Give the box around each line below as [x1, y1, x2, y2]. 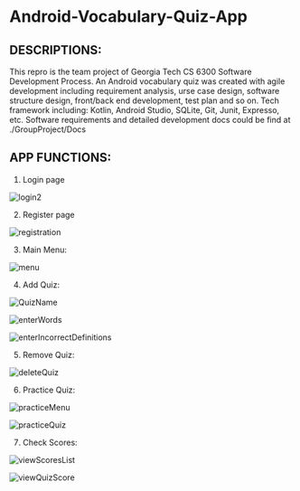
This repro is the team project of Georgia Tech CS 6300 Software [9, 66, 252, 77]
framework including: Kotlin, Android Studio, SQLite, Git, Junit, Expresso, [9, 105, 280, 115]
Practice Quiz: [22, 384, 76, 395]
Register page [22, 209, 75, 220]
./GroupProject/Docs [9, 124, 87, 135]
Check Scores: [22, 437, 79, 448]
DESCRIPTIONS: [9, 42, 102, 58]
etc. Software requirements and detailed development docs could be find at [9, 115, 291, 125]
